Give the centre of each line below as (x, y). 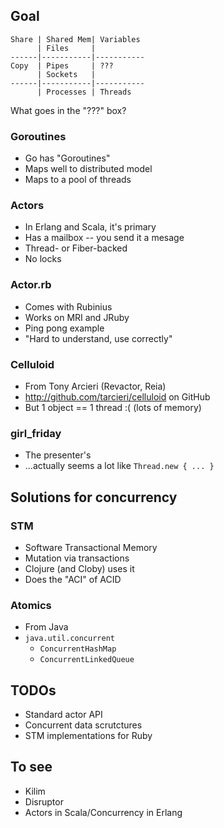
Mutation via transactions (77, 558)
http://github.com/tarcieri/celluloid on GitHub (117, 397)
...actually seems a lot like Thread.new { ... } (119, 466)
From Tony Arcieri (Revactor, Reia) (95, 386)
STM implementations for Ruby (88, 736)
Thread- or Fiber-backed (76, 248)
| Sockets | (66, 74)
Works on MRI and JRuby (77, 317)
